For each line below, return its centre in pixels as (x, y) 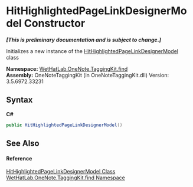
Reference (19, 158)
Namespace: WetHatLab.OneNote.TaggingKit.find (67, 68)
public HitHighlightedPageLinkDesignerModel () (64, 125)
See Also (23, 144)
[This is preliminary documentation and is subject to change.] (84, 40)
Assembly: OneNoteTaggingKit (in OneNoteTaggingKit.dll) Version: (88, 75)
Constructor (55, 23)
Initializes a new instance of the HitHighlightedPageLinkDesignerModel (92, 51)
